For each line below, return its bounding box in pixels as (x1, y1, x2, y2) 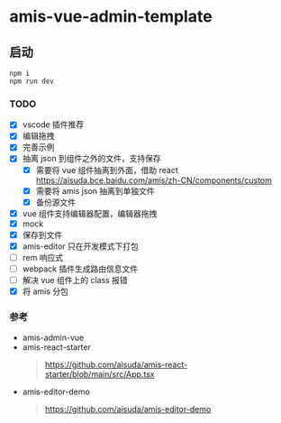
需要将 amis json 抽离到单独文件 (35, 185, 155, 196)
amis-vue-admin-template (9, 6, 213, 27)
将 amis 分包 (22, 286, 69, 297)
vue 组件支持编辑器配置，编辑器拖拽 (22, 207, 158, 218)
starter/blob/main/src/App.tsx (44, 368, 155, 380)
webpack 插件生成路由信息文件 (22, 263, 138, 274)
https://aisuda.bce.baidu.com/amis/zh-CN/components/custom (35, 174, 273, 186)
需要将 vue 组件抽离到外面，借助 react (35, 164, 178, 175)
